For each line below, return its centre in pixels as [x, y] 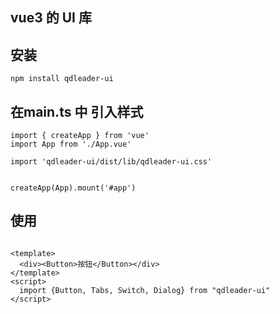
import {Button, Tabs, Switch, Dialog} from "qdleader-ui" [145, 290]
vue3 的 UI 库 [51, 18]
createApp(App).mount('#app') [73, 188]
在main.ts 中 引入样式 [77, 111]
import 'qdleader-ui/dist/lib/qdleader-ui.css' [111, 162]
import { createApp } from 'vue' [80, 136]
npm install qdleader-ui [62, 79]
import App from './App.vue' [71, 144]
